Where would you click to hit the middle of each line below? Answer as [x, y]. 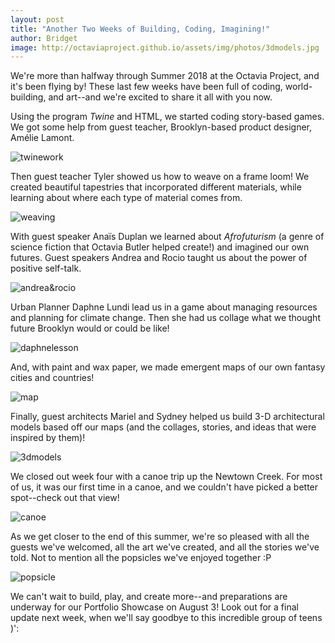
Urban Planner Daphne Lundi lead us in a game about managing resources [164, 307]
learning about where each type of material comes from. [126, 198]
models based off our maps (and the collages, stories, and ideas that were [163, 427]
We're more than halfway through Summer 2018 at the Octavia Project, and [165, 76]
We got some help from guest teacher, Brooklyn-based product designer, [161, 127]
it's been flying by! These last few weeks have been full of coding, [146, 87]
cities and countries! [52, 378]
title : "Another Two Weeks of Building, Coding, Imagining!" [140, 29]
